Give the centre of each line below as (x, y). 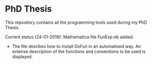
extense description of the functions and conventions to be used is (79, 51)
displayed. (22, 56)
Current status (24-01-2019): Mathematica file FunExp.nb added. (69, 37)
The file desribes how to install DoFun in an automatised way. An (76, 46)
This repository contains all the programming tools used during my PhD (76, 22)
